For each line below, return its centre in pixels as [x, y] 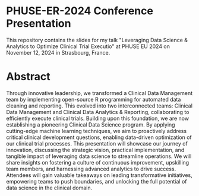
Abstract [28, 77]
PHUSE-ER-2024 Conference [80, 11]
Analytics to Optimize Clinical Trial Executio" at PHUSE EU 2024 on [88, 46]
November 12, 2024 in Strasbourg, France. [58, 52]
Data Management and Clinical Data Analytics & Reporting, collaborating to [98, 112]
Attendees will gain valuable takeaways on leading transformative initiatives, [99, 175]
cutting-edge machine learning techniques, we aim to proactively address [97, 131]
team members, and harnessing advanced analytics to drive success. [91, 169]
